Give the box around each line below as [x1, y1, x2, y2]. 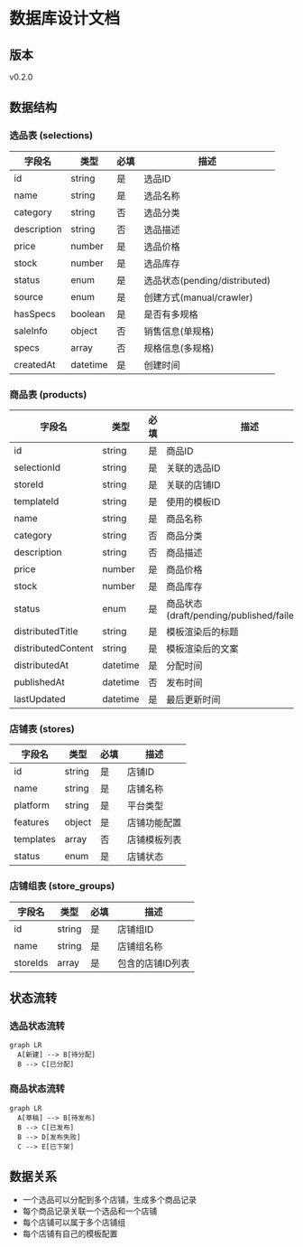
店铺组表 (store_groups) [9, 880, 115, 893]
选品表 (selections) [9, 129, 93, 142]
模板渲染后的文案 [166, 642, 239, 655]
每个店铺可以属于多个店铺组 [22, 1217, 126, 1228]
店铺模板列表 [126, 833, 182, 846]
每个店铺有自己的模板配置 [22, 1228, 118, 1239]
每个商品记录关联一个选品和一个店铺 [22, 1205, 158, 1216]
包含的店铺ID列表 [116, 957, 190, 970]
